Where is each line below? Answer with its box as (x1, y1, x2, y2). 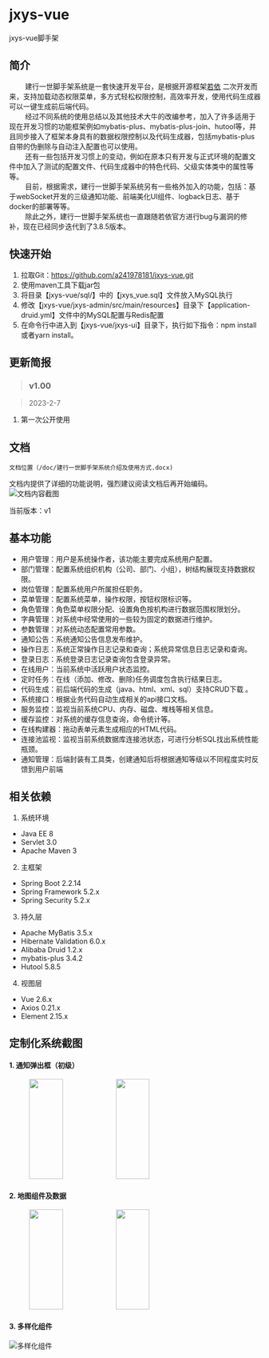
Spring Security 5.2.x (20, 895, 90, 905)
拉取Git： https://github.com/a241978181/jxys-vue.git (20, 270, 194, 279)
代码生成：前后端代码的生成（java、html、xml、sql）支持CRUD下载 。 (20, 684, 253, 694)
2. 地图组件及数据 (9, 1191, 67, 1200)
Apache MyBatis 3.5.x (20, 927, 93, 937)
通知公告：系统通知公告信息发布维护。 (20, 634, 147, 643)
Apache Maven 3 (20, 846, 77, 855)
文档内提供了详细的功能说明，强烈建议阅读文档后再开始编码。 (9, 479, 212, 489)
